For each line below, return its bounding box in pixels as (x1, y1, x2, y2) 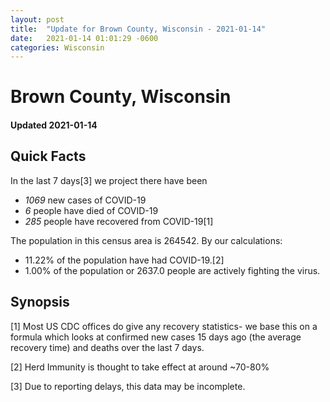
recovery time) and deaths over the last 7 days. (10, 341, 205, 353)
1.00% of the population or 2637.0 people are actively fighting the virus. (24, 264, 321, 276)
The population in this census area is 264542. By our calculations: (10, 234, 283, 246)
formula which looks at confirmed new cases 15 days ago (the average (10, 331, 302, 343)
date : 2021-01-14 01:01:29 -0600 (10, 33, 159, 43)
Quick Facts (10, 148, 87, 165)
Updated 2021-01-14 (10, 119, 98, 131)
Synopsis (10, 294, 70, 311)
